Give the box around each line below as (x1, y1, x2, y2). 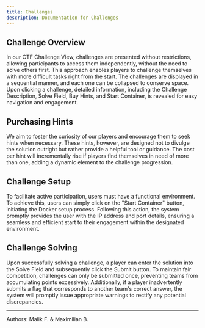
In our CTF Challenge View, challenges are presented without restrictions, (6, 53, 192, 61)
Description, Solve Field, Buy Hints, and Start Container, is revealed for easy (6, 92, 198, 100)
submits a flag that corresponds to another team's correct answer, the (6, 285, 183, 292)
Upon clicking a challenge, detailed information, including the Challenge (6, 86, 187, 93)
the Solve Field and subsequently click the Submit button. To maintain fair (6, 265, 192, 272)
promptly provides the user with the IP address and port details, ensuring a (6, 212, 195, 219)
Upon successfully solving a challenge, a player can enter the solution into (6, 259, 193, 266)
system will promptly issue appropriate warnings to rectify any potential (6, 291, 186, 299)
